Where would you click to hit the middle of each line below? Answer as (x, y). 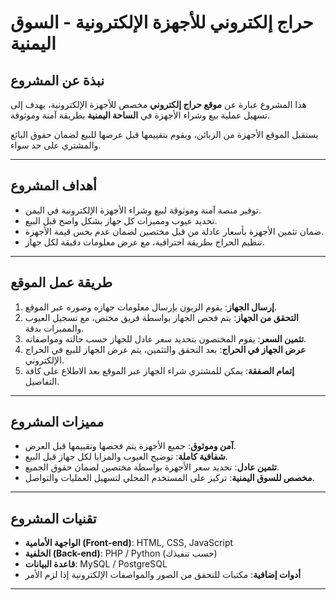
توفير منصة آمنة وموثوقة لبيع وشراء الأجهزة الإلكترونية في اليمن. (143, 210)
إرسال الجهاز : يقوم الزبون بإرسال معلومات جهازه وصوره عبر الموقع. (150, 307)
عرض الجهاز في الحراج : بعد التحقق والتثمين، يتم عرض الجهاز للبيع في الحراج (165, 349)
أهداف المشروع (53, 186)
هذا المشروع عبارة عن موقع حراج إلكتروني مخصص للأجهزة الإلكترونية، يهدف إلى (158, 104)
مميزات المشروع (57, 422)
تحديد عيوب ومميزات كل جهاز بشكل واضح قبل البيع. (121, 220)
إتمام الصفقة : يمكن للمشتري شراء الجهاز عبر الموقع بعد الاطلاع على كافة (159, 370)
